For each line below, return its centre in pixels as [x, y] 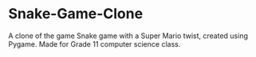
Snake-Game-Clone [76, 14]
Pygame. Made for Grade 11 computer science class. [95, 44]
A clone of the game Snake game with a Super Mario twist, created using [128, 36]
